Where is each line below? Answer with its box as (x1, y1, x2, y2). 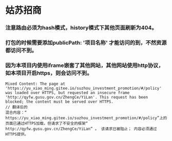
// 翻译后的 (5, 105, 28, 110)
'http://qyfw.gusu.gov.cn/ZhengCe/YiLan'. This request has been (5, 95, 148, 100)
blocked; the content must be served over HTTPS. (5, 99, 114, 105)
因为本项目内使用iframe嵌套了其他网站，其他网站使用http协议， (5, 62, 164, 69)
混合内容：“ (5, 110, 27, 115)
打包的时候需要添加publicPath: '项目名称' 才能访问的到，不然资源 (5, 39, 167, 46)
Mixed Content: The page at (5, 81, 66, 87)
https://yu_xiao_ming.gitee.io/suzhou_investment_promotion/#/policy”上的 (5, 115, 167, 121)
